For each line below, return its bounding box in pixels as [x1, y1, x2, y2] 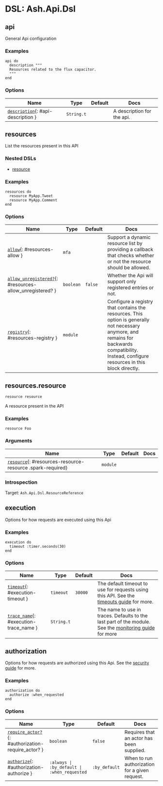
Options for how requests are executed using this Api [5, 517, 112, 523]
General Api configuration [5, 35, 57, 41]
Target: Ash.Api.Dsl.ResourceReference [5, 490, 83, 495]
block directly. [107, 365, 140, 372]
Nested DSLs [5, 155, 36, 162]
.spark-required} [29, 464, 68, 471]
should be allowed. [107, 264, 150, 271]
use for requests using [97, 586, 149, 593]
